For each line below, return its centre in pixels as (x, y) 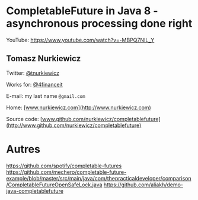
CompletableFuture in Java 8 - (82, 11)
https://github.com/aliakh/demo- (143, 185)
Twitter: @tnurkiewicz (33, 73)
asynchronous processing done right (99, 23)
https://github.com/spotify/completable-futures (64, 166)
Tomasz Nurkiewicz (44, 58)
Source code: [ (24, 119)
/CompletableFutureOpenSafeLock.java (54, 185)
